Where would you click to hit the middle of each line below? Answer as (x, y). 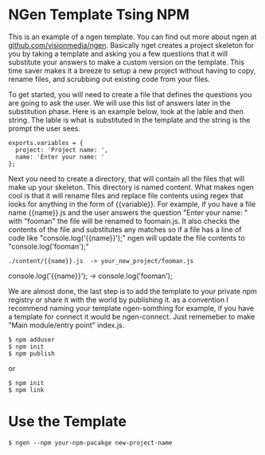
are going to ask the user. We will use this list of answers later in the (119, 103)
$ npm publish (32, 353)
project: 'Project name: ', (62, 150)
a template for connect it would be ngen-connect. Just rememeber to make (132, 316)
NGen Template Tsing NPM (99, 15)
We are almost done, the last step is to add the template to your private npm (132, 291)
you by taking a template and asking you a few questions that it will (118, 53)
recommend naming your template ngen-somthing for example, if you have (131, 308)
